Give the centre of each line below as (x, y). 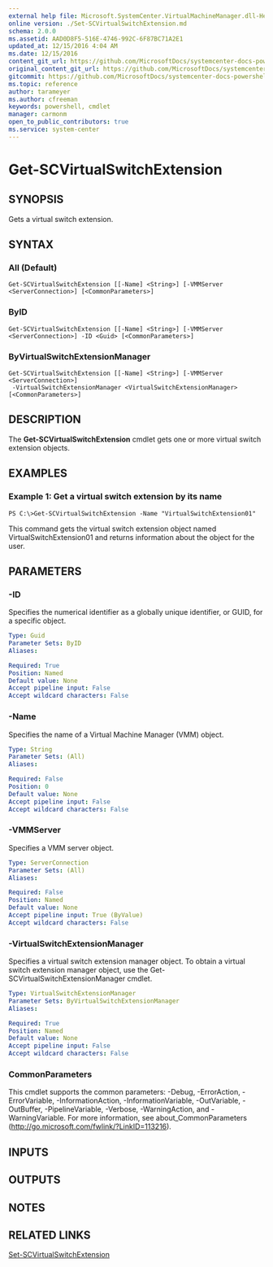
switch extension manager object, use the (78, 970)
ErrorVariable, (32, 1101)
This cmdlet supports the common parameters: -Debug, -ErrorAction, (125, 1092)
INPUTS (28, 1152)
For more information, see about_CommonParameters (158, 1118)
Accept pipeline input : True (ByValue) (76, 916)
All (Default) (33, 268)
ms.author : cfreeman (43, 99)
